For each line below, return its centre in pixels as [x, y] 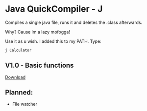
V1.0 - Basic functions [39, 65]
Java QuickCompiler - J [54, 9]
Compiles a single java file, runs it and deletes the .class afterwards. [74, 22]
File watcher [25, 104]
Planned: [19, 93]
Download [15, 77]
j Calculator [18, 50]
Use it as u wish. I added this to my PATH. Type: [53, 41]
